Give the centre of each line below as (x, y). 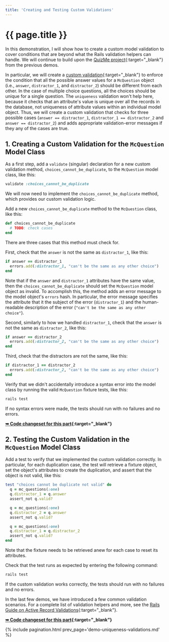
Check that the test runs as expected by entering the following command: (81, 565)
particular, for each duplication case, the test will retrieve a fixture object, (81, 465)
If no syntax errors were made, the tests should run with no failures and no (83, 408)
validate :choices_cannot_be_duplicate (47, 184)
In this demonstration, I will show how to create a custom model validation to (85, 49)
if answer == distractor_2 (34, 337)
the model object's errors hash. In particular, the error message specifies (81, 297)
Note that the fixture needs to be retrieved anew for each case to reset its (81, 550)
